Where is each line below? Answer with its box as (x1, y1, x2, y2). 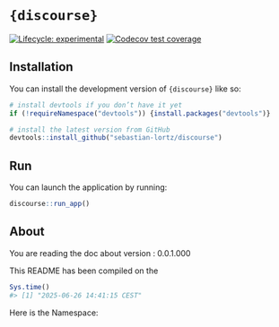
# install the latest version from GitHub (9, 125, 170, 134)
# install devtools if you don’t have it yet (9, 100, 182, 109)
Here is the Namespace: (9, 307, 99, 318)
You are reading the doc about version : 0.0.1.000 (9, 247, 191, 258)
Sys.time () (9, 282, 50, 291)
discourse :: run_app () (9, 200, 91, 209)
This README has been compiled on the (9, 265, 159, 276)
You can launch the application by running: (9, 182, 168, 193)
